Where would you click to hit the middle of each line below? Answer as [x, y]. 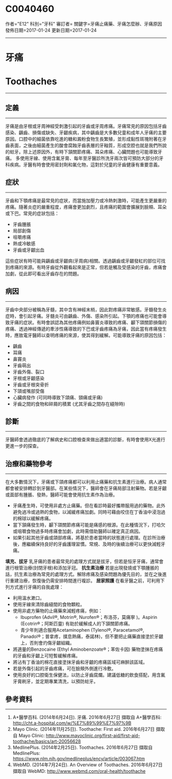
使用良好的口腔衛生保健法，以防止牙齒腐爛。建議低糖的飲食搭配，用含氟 [89, 675]
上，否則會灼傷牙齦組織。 [47, 643]
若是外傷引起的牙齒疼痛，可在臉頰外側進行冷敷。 [64, 669]
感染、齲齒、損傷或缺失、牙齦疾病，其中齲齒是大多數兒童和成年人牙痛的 [81, 132]
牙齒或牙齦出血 [28, 250]
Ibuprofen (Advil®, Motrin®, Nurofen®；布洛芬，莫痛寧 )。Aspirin [89, 617]
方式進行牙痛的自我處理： [37, 587]
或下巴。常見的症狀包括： [32, 213]
